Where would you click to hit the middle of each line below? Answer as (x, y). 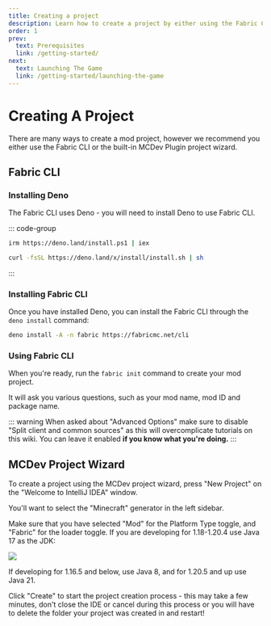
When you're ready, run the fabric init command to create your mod (125, 373)
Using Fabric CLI (41, 356)
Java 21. (22, 580)
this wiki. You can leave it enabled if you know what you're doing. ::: (123, 439)
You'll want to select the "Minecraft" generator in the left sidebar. (116, 508)
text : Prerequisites (50, 46)
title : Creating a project (54, 16)
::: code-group (32, 229)
